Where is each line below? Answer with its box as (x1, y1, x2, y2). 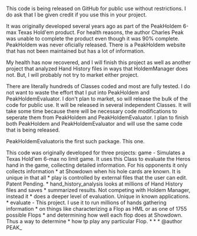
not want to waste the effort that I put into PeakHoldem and (6, 89, 150, 96)
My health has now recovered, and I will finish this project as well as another (6, 59, 191, 66)
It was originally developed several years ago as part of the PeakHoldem (6, 23, 182, 29)
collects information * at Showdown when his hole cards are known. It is (6, 168, 181, 175)
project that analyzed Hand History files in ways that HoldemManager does (6, 65, 188, 72)
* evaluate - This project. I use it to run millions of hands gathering (6, 199, 166, 206)
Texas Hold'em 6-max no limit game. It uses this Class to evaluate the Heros (6, 156, 191, 162)
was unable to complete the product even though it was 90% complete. (6, 35, 179, 42)
